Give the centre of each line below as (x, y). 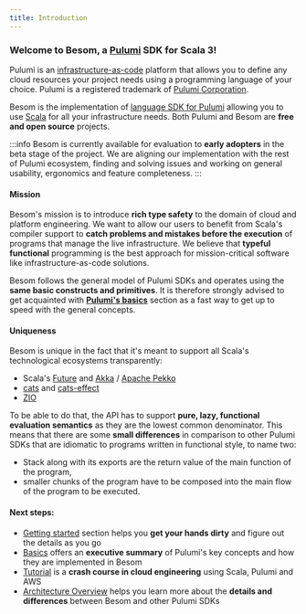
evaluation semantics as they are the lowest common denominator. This (146, 425)
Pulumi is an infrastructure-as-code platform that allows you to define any (148, 69)
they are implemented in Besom (82, 562)
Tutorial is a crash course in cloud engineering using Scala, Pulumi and (158, 571)
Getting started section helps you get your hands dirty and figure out (153, 533)
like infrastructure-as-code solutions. (79, 263)
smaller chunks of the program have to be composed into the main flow (157, 482)
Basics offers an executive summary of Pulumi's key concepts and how (158, 552)
